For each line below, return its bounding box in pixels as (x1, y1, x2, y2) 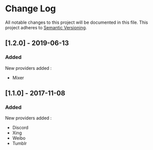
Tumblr (12, 141, 27, 147)
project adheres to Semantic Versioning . (5, 24, 87, 30)
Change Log (5, 3, 56, 14)
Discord (12, 125, 29, 131)
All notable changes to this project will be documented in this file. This (5, 19, 149, 25)
